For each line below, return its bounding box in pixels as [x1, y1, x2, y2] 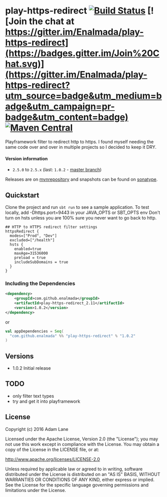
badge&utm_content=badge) [5, 112, 129, 123]
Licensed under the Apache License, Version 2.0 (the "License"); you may [5, 436, 158, 442]
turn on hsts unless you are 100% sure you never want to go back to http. [5, 214, 157, 220]
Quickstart [5, 191, 40, 199]
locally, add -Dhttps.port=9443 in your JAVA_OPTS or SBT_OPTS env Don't [5, 209, 160, 215]
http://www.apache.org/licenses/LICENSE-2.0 [5, 456, 100, 462]
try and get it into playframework [12, 398, 80, 404]
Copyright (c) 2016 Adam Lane [5, 426, 69, 432]
